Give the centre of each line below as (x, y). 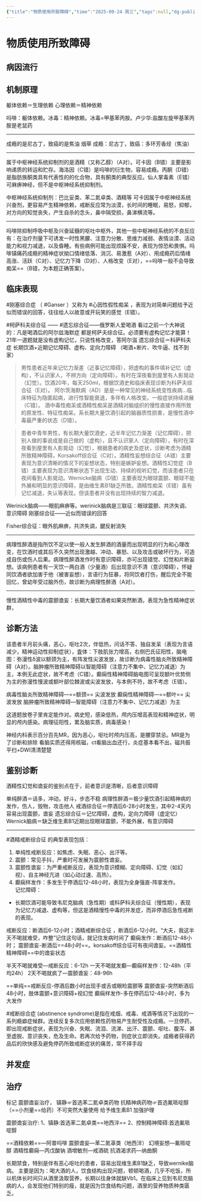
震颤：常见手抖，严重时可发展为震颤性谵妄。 (70, 860)
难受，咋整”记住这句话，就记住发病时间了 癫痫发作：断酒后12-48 (107, 938)
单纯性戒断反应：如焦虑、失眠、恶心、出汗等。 (72, 852)
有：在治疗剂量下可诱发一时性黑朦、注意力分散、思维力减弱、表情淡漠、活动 (100, 238)
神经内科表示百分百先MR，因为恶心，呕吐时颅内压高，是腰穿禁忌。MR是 (96, 735)
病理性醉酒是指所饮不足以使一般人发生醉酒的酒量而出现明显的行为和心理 (95, 544)
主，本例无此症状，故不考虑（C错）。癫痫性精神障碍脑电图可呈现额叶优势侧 (99, 674)
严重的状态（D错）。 (56, 420)
